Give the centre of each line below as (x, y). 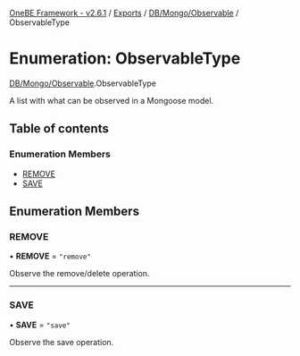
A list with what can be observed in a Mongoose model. (112, 100)
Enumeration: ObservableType (125, 59)
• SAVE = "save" (40, 325)
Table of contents (59, 129)
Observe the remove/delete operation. (79, 274)
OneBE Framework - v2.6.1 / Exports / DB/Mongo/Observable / (124, 13)
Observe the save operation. (62, 342)
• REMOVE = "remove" (50, 256)
